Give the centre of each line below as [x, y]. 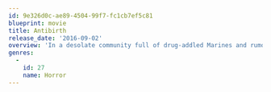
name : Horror [45, 75]
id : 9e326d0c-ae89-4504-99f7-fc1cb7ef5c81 [81, 16]
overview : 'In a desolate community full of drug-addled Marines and [128, 46]
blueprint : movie [38, 23]
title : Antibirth [38, 30]
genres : [21, 53]
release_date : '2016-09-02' [56, 38]
